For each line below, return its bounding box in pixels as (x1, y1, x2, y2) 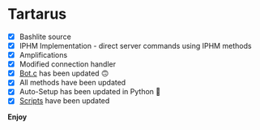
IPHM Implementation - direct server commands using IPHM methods (19, 41, 252, 50)
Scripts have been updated (19, 96, 110, 106)
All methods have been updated (19, 78, 126, 88)
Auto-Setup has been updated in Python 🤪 (19, 87, 161, 97)
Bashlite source (19, 32, 72, 41)
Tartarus (7, 5, 67, 24)
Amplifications (19, 50, 68, 60)
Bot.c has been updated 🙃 (19, 68, 109, 78)
